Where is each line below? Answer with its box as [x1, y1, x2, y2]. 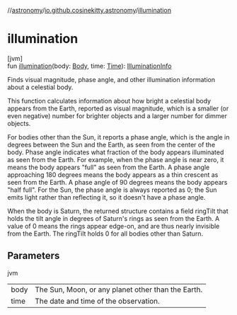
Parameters [7, 250, 60, 262]
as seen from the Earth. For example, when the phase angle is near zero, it [7, 155, 224, 164]
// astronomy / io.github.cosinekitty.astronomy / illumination [7, 6, 172, 14]
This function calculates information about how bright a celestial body [7, 96, 211, 105]
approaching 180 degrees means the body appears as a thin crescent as [7, 170, 219, 179]
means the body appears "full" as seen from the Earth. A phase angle [7, 163, 210, 171]
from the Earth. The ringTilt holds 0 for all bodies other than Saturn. [7, 229, 204, 238]
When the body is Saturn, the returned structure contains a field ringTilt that [7, 207, 229, 215]
